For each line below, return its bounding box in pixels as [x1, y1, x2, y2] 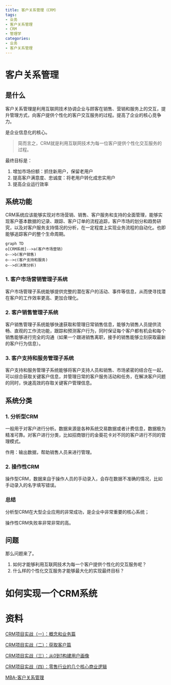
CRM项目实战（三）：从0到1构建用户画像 [5, 652, 90, 658]
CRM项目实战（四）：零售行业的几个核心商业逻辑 [5, 663, 107, 670]
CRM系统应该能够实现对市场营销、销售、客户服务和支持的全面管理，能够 [5, 212, 158, 218]
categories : [5, 36, 31, 41]
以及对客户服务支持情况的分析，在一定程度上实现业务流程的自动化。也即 [14, 224, 166, 231]
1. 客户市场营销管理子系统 [5, 276, 68, 283]
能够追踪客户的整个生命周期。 [5, 231, 68, 237]
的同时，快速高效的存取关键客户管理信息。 [5, 380, 95, 386]
